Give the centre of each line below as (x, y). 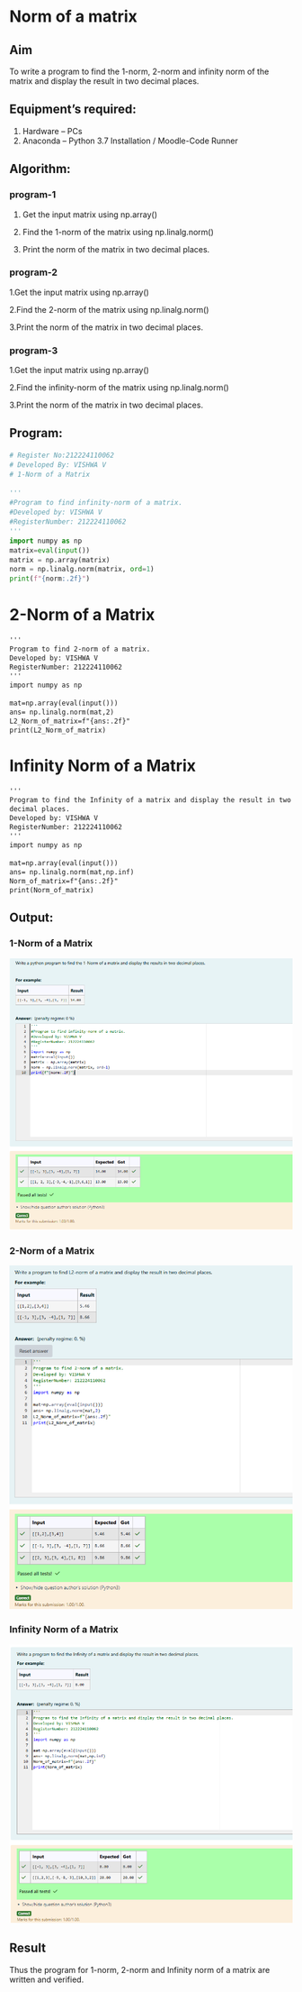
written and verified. (47, 1979)
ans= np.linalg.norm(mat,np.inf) (72, 873)
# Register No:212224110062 (62, 455)
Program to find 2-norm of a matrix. (80, 649)
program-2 (34, 272)
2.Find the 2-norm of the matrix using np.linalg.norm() (109, 309)
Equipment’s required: (73, 110)
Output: (31, 918)
